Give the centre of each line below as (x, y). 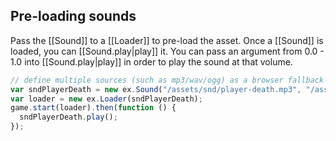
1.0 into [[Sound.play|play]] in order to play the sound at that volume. (151, 61)
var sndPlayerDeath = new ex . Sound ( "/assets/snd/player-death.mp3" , (156, 89)
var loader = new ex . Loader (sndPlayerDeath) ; (106, 99)
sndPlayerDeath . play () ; (68, 117)
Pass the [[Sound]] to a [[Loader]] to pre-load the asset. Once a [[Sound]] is (167, 40)
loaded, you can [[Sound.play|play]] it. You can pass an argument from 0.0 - (167, 51)
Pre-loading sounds (73, 16)
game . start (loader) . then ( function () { (93, 108)
